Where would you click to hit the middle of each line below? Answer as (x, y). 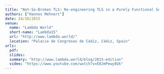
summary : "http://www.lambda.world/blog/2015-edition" (66, 59)
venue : (12, 23)
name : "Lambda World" (31, 28)
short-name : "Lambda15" (33, 32)
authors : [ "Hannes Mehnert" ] (35, 14)
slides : (17, 55)
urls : (10, 46)
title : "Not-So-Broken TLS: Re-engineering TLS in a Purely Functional (79, 9)
